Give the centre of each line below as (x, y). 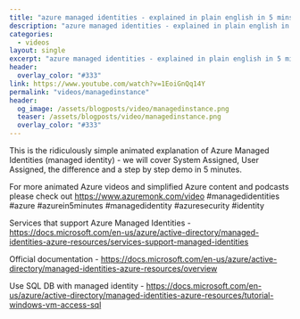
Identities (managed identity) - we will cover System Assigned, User (134, 160)
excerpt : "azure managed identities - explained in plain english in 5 (145, 59)
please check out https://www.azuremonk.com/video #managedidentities (144, 196)
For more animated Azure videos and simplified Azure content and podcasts (149, 187)
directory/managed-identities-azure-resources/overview (113, 269)
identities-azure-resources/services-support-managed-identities (129, 242)
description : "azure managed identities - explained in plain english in (150, 26)
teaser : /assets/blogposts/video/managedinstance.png (119, 117)
